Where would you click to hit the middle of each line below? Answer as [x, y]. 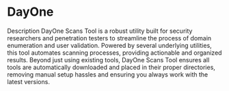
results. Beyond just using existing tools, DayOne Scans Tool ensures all [108, 60]
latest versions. [28, 81]
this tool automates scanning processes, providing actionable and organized [114, 53]
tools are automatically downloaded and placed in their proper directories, [111, 67]
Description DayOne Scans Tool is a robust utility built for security [100, 31]
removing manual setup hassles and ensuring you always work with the [108, 74]
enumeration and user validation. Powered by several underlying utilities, [109, 45]
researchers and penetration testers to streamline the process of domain [109, 38]
